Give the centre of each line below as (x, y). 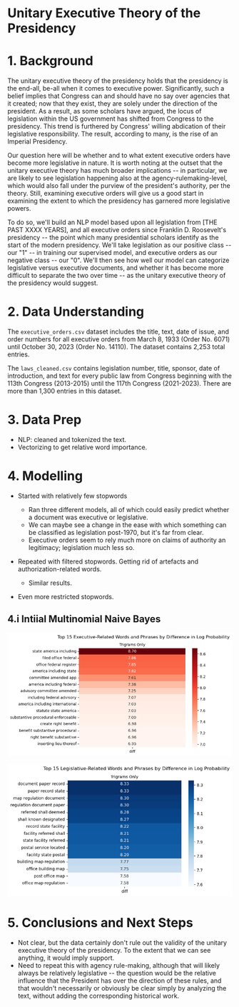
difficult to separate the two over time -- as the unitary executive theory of (117, 276)
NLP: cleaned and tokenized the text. (72, 440)
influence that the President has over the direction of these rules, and (119, 981)
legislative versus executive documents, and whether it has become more (116, 268)
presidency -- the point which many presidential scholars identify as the (113, 238)
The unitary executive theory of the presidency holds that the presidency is (118, 81)
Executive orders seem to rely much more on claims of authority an (127, 540)
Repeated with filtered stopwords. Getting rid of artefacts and (108, 561)
